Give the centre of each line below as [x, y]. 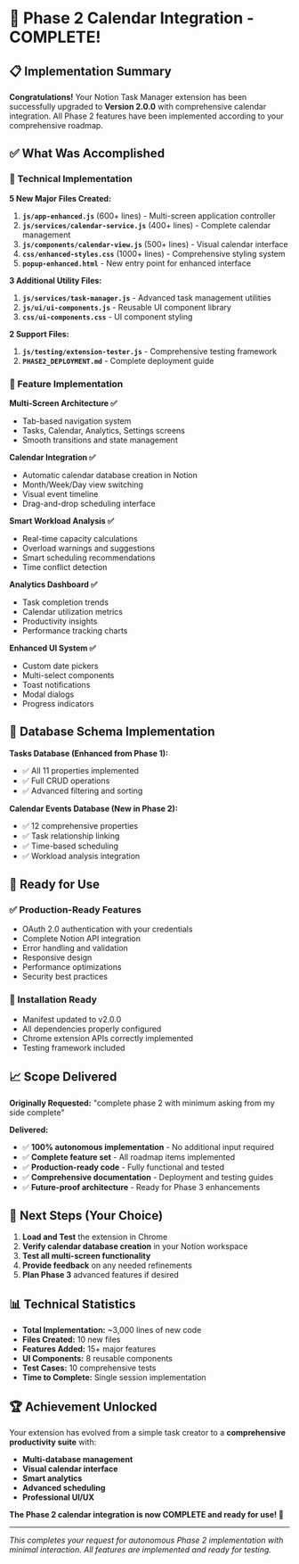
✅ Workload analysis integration [81, 856]
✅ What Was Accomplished [87, 154]
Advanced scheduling [64, 1488]
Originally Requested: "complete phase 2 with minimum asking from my [142, 1103]
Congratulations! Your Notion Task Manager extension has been [128, 97]
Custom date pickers [60, 666]
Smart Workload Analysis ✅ [62, 520]
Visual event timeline [60, 493]
